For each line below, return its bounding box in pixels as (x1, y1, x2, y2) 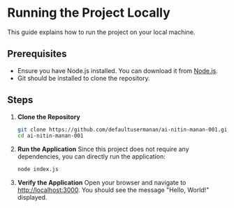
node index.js (17, 166, 59, 173)
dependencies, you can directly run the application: (17, 152, 166, 161)
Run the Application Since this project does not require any (17, 145, 190, 154)
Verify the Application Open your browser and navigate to (17, 179, 187, 187)
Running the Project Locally (7, 5, 171, 21)
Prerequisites (7, 48, 67, 60)
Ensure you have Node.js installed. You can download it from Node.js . (17, 66, 218, 74)
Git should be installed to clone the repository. (17, 74, 150, 82)
